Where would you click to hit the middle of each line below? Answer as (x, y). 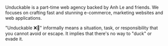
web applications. (23, 18)
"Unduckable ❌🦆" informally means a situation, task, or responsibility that (81, 28)
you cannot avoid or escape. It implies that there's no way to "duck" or (79, 33)
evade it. (14, 39)
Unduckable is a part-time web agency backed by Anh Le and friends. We (82, 7)
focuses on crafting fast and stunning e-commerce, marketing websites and (84, 13)
